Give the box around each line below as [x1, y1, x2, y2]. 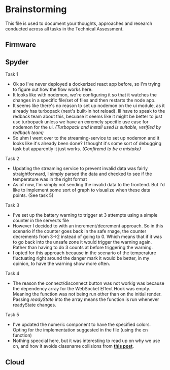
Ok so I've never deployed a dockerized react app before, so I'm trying [12, 81, 161, 87]
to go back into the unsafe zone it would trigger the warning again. [12, 239, 152, 245]
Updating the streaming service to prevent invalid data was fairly [12, 165, 148, 172]
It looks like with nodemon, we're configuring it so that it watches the [12, 92, 157, 98]
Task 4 [5, 271, 19, 277]
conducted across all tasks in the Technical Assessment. [5, 25, 124, 31]
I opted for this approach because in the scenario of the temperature [12, 250, 156, 256]
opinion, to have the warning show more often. [12, 260, 111, 267]
